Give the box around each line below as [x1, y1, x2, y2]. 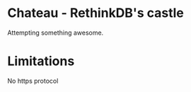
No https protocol [7, 76, 59, 85]
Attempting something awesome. [7, 28, 104, 37]
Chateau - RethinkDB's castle [7, 5, 184, 21]
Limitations [7, 53, 75, 69]
